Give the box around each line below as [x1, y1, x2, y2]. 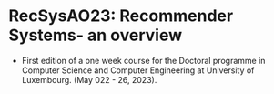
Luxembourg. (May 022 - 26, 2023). [21, 74, 157, 85]
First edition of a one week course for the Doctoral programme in [21, 55, 266, 66]
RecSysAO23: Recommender [8, 5, 234, 26]
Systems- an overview [8, 25, 183, 46]
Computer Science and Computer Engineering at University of [21, 65, 255, 76]
